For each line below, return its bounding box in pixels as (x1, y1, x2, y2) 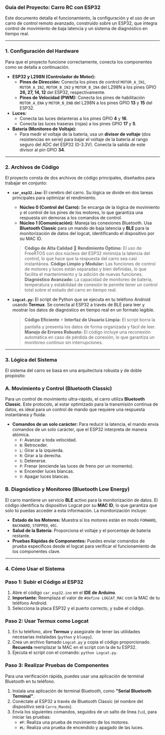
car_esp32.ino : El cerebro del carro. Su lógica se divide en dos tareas (12, 189, 153, 195)
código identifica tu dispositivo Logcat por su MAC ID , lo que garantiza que (5, 502, 157, 508)
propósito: (5, 373, 26, 379)
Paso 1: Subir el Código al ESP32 (5, 578, 83, 585)
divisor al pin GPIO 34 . (19, 147, 65, 152)
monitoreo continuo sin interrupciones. (24, 339, 103, 345)
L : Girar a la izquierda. (19, 447, 64, 453)
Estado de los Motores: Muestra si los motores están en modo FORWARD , (12, 517, 157, 523)
